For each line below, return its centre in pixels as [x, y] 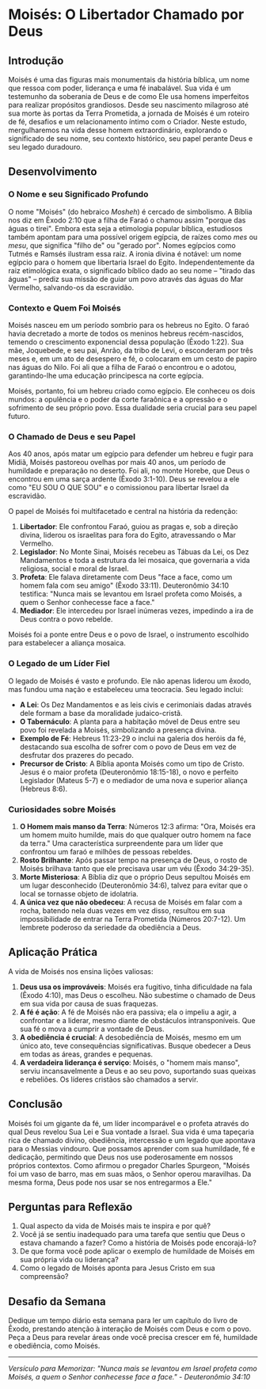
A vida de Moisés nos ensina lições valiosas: [81, 971]
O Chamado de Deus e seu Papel [72, 436]
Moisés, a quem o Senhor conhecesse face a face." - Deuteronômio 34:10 [129, 1377]
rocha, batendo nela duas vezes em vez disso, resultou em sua [122, 910]
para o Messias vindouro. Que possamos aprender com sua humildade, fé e [132, 1148]
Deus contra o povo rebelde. [66, 619]
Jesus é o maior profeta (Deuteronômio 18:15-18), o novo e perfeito [129, 772]
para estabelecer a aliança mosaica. [67, 643]
